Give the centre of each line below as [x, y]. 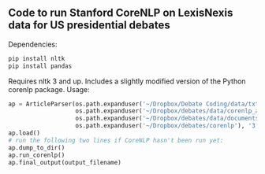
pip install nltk [37, 58]
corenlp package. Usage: [49, 89]
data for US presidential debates [90, 26]
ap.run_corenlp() [37, 155]
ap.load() [24, 133]
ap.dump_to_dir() [37, 148]
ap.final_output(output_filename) [65, 162]
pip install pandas [40, 66]
